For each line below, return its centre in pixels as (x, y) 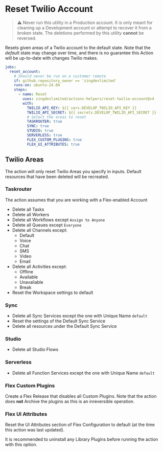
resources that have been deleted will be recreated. (57, 177)
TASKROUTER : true (45, 122)
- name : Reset (33, 94)
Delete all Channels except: (40, 230)
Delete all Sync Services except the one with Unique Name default (80, 316)
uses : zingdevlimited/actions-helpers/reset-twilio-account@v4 (88, 99)
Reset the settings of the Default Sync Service (59, 321)
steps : (21, 90)
